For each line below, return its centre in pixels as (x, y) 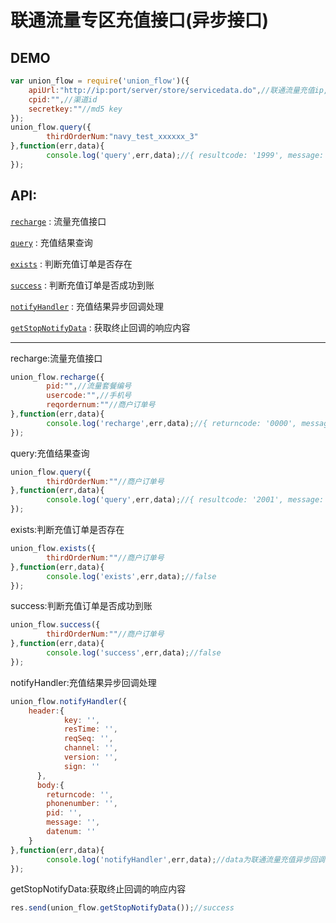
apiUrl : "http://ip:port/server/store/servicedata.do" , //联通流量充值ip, (178, 90)
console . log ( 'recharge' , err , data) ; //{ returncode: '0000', (172, 423)
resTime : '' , (90, 729)
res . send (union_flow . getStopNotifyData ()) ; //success (122, 908)
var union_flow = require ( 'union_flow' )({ (100, 81)
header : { (46, 711)
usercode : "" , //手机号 (89, 396)
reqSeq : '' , (88, 739)
